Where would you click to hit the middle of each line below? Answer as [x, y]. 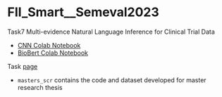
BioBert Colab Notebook [53, 53]
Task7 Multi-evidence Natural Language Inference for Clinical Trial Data [111, 32]
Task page [23, 66]
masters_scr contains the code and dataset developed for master [112, 80]
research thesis [40, 87]
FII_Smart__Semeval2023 [84, 12]
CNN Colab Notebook [49, 45]
